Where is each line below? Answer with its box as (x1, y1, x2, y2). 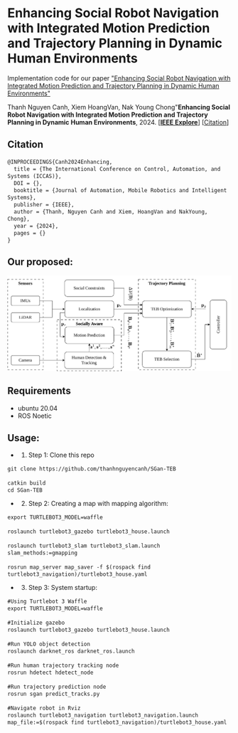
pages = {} (13, 229, 46, 236)
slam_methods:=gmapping (7, 549, 78, 557)
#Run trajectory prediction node (7, 683, 107, 691)
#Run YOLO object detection (7, 640, 91, 648)
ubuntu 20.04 (17, 404, 58, 412)
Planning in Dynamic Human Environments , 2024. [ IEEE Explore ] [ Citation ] (7, 117, 229, 126)
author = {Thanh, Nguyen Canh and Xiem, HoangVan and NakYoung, (13, 208, 208, 215)
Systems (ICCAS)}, (7, 172, 62, 179)
